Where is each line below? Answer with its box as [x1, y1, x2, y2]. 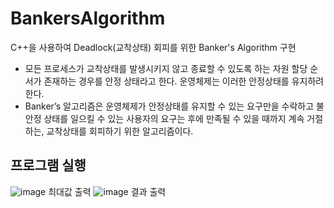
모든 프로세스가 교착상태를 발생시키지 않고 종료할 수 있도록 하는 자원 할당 [24, 62, 308, 74]
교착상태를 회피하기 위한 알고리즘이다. [46, 125, 194, 137]
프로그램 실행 [10, 157, 87, 174]
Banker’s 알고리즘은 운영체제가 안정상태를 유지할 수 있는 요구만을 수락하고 [24, 100, 315, 112]
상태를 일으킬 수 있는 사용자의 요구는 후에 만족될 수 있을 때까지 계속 [43, 112, 305, 124]
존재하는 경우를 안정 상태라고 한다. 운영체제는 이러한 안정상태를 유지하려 [43, 75, 325, 87]
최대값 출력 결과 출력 [48, 185, 167, 197]
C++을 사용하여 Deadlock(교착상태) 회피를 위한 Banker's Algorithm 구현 [10, 41, 297, 53]
